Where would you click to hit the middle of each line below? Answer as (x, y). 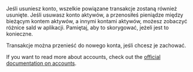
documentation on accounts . (41, 63)
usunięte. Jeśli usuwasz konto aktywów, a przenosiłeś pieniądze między (95, 15)
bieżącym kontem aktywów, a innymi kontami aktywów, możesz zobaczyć (97, 21)
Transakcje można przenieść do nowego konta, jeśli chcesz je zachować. (96, 45)
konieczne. (20, 34)
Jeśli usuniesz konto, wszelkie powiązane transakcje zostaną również (92, 9)
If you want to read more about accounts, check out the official (83, 57)
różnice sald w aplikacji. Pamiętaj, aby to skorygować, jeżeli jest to (88, 27)
